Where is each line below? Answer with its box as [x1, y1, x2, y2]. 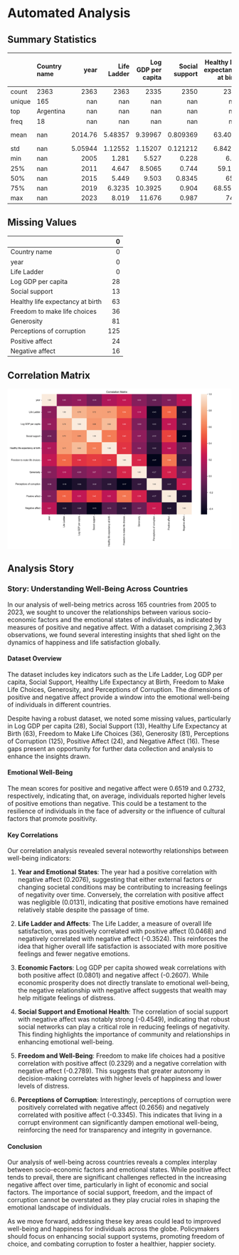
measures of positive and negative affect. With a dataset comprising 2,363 [7, 623, 226, 631]
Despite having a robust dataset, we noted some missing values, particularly [7, 714, 231, 723]
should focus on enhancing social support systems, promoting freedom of [7, 1232, 225, 1241]
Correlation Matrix [7, 369, 90, 382]
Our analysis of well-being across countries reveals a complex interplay [7, 1158, 217, 1167]
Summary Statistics [7, 33, 97, 46]
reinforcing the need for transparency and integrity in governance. [17, 1126, 212, 1135]
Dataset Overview [7, 654, 62, 663]
